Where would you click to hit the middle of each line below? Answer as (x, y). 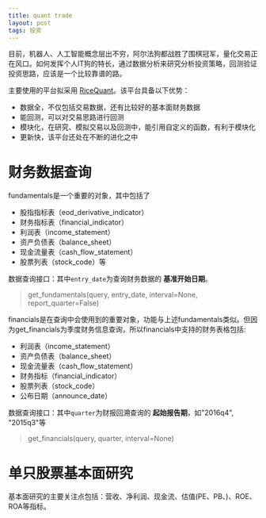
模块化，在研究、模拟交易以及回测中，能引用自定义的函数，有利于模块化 (137, 127)
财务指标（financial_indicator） (70, 376)
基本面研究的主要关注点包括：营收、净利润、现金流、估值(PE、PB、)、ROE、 (132, 497)
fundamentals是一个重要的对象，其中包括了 (79, 196)
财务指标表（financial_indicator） (74, 222)
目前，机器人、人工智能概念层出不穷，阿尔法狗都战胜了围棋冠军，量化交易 (129, 54)
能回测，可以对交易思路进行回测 (72, 117)
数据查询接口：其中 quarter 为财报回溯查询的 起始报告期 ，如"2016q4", (121, 412)
